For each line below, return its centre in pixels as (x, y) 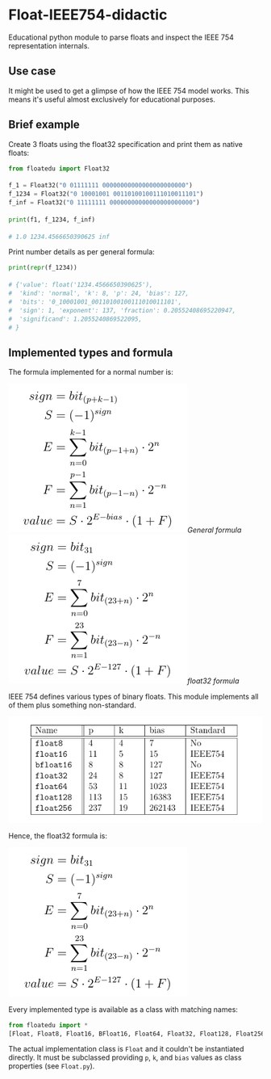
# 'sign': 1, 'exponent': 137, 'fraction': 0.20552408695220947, (122, 310)
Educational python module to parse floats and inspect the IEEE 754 (121, 37)
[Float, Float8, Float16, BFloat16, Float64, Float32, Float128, (120, 1034)
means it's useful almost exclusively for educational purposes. (112, 99)
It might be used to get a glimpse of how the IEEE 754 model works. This (129, 90)
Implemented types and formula (91, 353)
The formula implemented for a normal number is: (91, 372)
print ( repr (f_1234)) (43, 268)
